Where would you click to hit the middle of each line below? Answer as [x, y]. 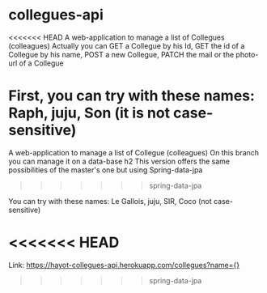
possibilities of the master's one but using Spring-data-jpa [106, 170]
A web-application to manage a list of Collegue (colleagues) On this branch [134, 152]
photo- [247, 54]
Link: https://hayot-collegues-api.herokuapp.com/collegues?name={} [124, 265]
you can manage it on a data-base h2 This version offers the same [119, 161]
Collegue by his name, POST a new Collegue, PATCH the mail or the [121, 54]
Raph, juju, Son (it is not [89, 113]
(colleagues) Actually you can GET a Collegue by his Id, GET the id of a [127, 45]
